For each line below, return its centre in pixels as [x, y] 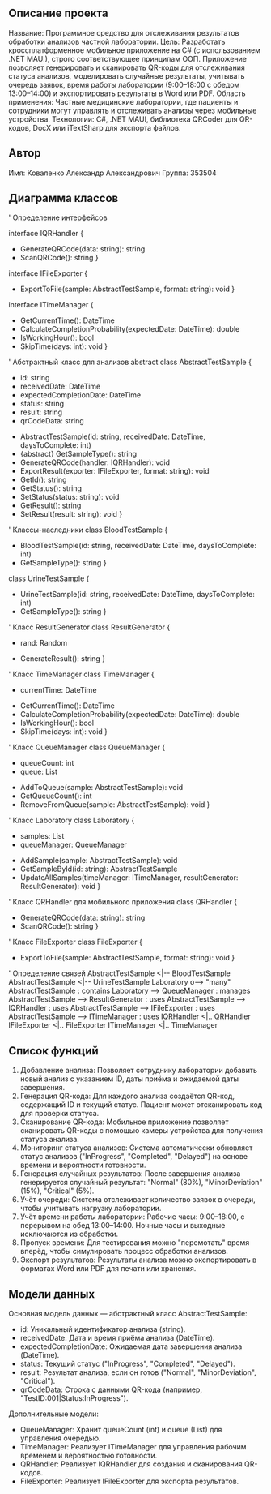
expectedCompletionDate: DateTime [80, 395]
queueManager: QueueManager [74, 845]
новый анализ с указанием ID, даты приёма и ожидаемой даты [129, 1079]
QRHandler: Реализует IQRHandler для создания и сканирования [131, 1464]
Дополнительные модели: [54, 1414]
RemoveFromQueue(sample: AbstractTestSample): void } [115, 805]
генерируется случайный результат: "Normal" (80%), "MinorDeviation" [141, 1183]
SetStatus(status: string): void [70, 497]
